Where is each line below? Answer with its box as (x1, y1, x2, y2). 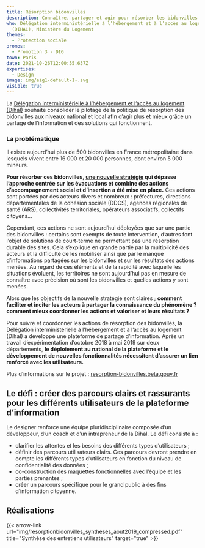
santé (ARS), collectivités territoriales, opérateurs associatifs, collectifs (6, 206, 184, 213)
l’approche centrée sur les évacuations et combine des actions (6, 180, 169, 187)
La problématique (6, 134, 60, 143)
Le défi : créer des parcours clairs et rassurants (6, 388, 190, 399)
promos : (6, 43, 26, 50)
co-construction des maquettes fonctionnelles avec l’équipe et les (15, 468, 182, 475)
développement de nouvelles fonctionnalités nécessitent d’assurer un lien (6, 352, 198, 359)
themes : (6, 32, 26, 38)
